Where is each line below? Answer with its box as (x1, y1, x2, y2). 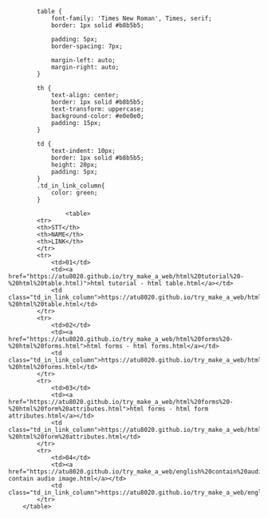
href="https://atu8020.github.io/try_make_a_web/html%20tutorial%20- (8, 273, 245, 281)
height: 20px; (50, 161, 98, 169)
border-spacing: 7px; (50, 42, 124, 50)
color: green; (50, 189, 98, 197)
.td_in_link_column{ (37, 182, 105, 190)
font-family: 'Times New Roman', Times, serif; (50, 14, 213, 22)
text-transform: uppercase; (50, 105, 145, 113)
